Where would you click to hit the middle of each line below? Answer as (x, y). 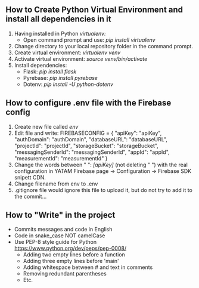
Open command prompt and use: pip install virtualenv (89, 40)
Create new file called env (46, 126)
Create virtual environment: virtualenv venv (67, 52)
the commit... (30, 196)
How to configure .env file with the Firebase (88, 103)
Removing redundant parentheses (65, 274)
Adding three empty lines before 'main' (71, 261)
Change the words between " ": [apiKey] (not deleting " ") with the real (101, 165)
